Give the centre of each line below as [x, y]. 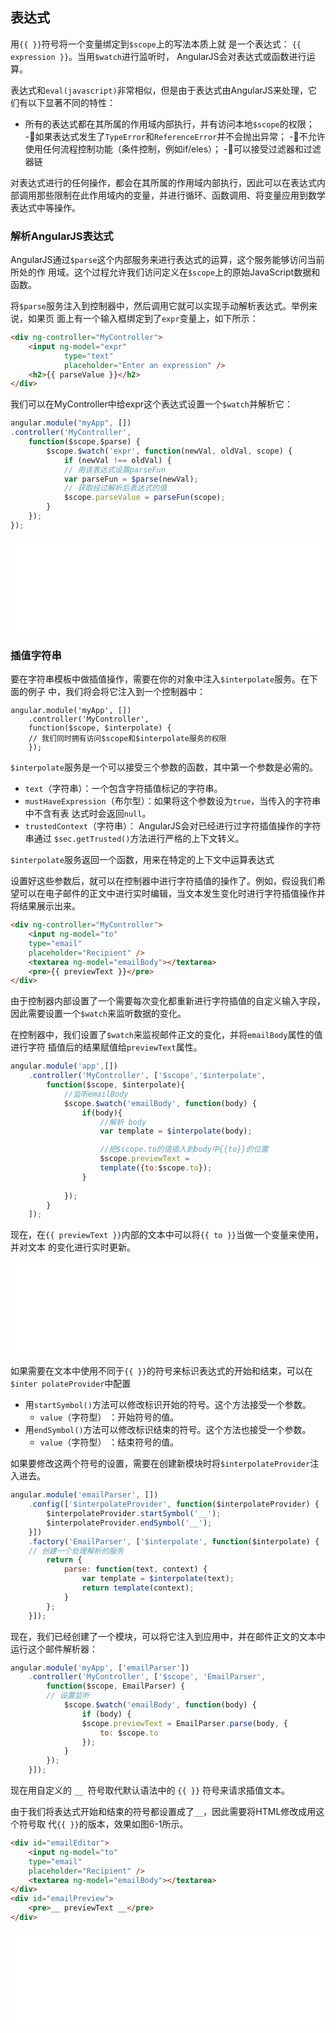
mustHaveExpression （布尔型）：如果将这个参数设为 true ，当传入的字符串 [173, 801]
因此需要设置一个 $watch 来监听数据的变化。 [98, 1014]
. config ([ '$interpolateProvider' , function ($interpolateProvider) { [174, 1504]
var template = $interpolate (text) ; [158, 1579]
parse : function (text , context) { [135, 1569]
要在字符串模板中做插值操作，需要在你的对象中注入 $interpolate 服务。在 [160, 679]
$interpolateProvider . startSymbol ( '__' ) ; [134, 1514]
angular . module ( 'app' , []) [64, 1066]
